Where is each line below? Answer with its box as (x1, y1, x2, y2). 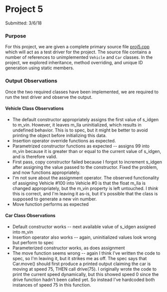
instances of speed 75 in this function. (12, 282, 91, 288)
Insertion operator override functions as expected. (12, 138, 116, 144)
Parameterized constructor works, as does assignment (12, 245, 125, 251)
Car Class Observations (5, 213, 56, 219)
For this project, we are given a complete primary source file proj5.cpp (5, 44, 150, 50)
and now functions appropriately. (12, 169, 81, 175)
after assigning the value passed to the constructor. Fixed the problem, (12, 164, 158, 170)
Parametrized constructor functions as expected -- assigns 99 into (12, 143, 150, 149)
